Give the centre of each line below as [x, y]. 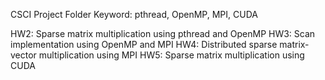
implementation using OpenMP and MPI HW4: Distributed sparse [144, 44]
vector [23, 55]
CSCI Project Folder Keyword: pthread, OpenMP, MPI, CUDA [134, 14]
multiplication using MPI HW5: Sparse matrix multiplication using [171, 55]
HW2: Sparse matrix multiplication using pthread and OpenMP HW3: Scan [163, 33]
